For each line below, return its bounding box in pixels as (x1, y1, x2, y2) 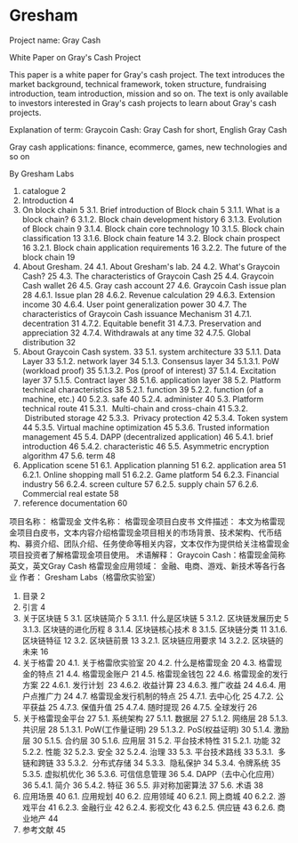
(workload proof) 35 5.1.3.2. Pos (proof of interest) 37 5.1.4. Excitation (21, 365, 277, 376)
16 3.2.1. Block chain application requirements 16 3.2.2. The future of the (21, 242, 287, 253)
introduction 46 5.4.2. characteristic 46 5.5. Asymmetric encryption (21, 441, 270, 451)
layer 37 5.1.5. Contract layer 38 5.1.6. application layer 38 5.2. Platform (21, 375, 282, 385)
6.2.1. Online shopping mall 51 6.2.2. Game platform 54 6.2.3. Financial (21, 469, 280, 480)
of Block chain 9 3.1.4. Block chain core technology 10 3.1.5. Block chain (21, 223, 285, 234)
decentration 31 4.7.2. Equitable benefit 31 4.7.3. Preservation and (21, 318, 262, 328)
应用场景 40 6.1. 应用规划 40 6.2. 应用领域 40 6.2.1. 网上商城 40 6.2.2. (21, 790, 276, 801)
